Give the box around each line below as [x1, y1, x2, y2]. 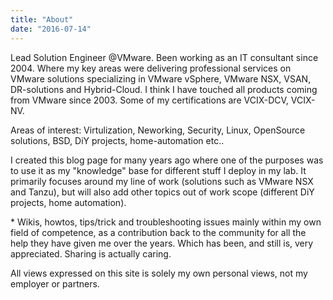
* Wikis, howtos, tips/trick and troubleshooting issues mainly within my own [10, 216, 322, 228]
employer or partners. [10, 277, 100, 290]
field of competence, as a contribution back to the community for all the [10, 226, 307, 238]
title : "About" [10, 14, 74, 25]
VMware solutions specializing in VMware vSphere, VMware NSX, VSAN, [10, 72, 312, 85]
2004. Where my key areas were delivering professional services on [10, 62, 292, 74]
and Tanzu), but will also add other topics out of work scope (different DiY [10, 186, 315, 198]
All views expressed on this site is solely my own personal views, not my [10, 267, 308, 279]
